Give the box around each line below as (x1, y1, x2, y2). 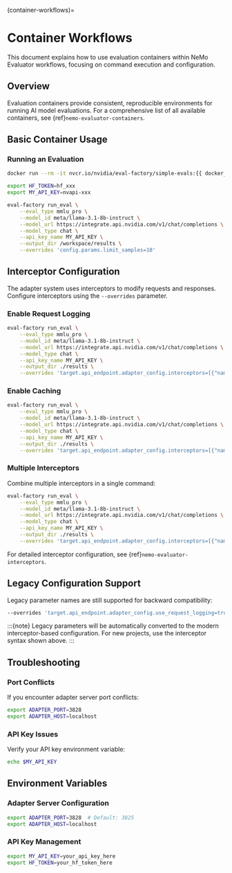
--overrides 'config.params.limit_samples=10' (19, 247, 156, 254)
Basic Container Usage (7, 134, 108, 145)
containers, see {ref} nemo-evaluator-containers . (7, 114, 145, 122)
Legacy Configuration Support (7, 578, 142, 590)
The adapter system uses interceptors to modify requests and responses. (7, 284, 216, 292)
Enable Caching (7, 386, 61, 396)
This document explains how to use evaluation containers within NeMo (7, 53, 209, 61)
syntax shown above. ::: (7, 637, 75, 645)
